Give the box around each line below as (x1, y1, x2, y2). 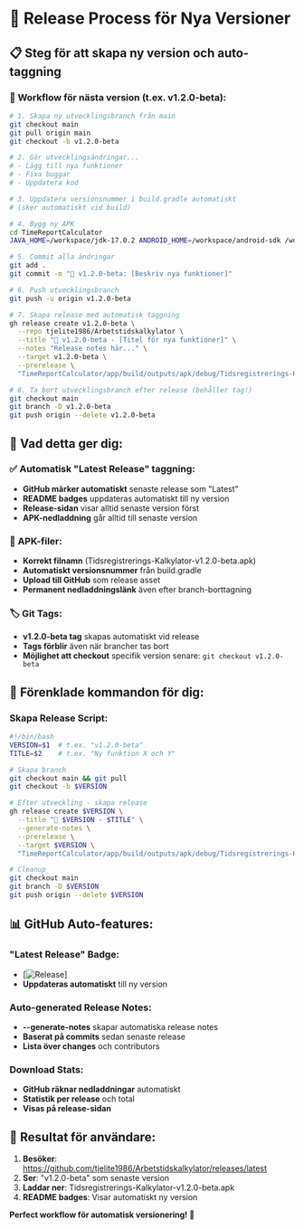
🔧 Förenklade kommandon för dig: (9, 685, 204, 700)
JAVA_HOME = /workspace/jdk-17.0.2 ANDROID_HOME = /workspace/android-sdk (9, 236, 281, 245)
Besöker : (22, 1153, 57, 1165)
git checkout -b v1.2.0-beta (9, 137, 119, 146)
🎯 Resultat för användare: (9, 1130, 157, 1145)
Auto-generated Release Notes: (9, 1001, 152, 1014)
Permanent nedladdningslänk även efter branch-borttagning (22, 584, 252, 595)
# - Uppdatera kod (9, 178, 79, 187)
